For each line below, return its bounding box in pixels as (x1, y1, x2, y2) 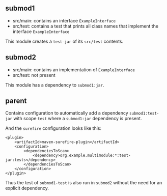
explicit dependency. (5, 185, 49, 191)
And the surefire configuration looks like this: (5, 125, 102, 131)
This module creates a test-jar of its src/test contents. (5, 38, 124, 44)
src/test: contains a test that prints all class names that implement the (12, 23, 159, 29)
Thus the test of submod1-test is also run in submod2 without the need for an (5, 180, 162, 186)
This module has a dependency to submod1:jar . (5, 81, 104, 88)
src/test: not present (12, 72, 56, 78)
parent (5, 97, 27, 105)
